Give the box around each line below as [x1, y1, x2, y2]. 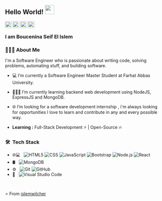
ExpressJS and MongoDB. [12, 94, 65, 100]
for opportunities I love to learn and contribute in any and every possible [12, 109, 158, 115]
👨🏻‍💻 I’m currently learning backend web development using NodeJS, [12, 89, 151, 95]
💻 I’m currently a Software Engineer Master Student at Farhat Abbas [12, 73, 150, 78]
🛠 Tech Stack [5, 138, 40, 145]
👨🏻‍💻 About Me [5, 46, 40, 53]
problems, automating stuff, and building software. [5, 63, 106, 69]
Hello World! [5, 8, 44, 16]
